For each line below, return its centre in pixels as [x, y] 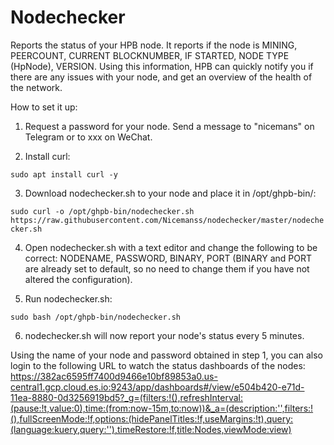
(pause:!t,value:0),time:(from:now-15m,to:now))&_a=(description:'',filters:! [162, 408]
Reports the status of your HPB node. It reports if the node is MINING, [154, 45]
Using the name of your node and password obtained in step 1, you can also [166, 355]
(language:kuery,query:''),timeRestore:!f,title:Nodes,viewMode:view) [151, 429]
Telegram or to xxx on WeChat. [88, 137]
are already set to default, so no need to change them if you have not [167, 268]
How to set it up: [44, 107]
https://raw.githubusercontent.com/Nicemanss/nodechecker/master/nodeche [167, 220]
